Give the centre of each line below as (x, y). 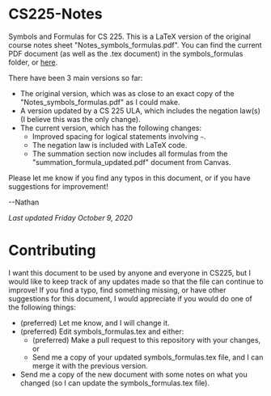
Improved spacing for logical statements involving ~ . (119, 136)
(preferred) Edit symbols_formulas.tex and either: (102, 331)
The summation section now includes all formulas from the (130, 154)
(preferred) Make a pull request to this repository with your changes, (146, 339)
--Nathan (24, 202)
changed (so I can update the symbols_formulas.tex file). (115, 383)
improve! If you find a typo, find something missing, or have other (117, 290)
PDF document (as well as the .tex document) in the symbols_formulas (126, 53)
